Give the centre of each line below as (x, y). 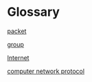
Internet (18, 58)
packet (17, 31)
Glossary (34, 12)
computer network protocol (46, 71)
